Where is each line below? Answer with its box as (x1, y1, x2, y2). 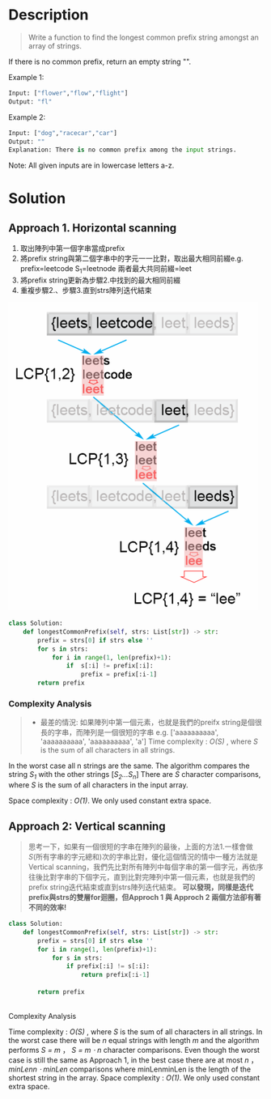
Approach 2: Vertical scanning (8, 819, 166, 833)
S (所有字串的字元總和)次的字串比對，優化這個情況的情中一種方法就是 (28, 852, 258, 862)
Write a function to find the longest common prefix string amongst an (28, 32, 259, 42)
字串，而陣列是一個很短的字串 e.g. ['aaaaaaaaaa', (54, 728, 219, 737)
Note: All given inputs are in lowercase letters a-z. (8, 160, 175, 171)
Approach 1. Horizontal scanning (8, 221, 177, 235)
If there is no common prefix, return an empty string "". (8, 57, 192, 66)
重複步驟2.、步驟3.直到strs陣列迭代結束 (19, 286, 152, 295)
